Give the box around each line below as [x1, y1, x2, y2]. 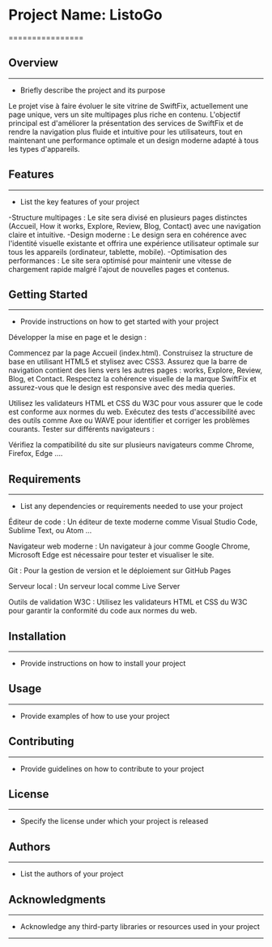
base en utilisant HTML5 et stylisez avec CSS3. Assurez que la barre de [8, 357, 248, 367]
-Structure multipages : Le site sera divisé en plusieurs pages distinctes [8, 213, 248, 222]
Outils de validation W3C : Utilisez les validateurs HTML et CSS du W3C [8, 597, 249, 607]
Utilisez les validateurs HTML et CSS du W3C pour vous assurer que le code [8, 398, 263, 408]
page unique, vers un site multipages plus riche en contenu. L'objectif [8, 110, 241, 119]
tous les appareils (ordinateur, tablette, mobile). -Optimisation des [8, 247, 227, 256]
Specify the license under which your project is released [19, 816, 209, 826]
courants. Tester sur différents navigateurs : [8, 424, 155, 434]
